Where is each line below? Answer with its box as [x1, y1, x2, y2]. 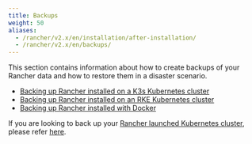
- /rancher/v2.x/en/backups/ [15, 41, 112, 49]
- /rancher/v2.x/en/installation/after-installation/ [15, 33, 197, 42]
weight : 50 [8, 19, 44, 27]
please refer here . [8, 127, 67, 137]
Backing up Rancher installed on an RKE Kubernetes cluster [19, 95, 215, 104]
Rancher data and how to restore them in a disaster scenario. [8, 71, 208, 81]
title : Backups [8, 11, 59, 20]
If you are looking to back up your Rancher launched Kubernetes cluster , [8, 119, 245, 128]
